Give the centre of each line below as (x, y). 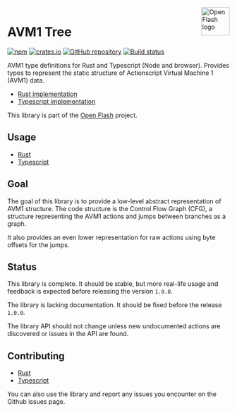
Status (22, 267)
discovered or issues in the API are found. (68, 334)
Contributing (36, 356)
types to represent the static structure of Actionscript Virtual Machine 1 (110, 73)
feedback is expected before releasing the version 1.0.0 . (90, 292)
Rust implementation (47, 94)
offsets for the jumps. (38, 245)
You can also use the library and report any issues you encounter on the (112, 394)
